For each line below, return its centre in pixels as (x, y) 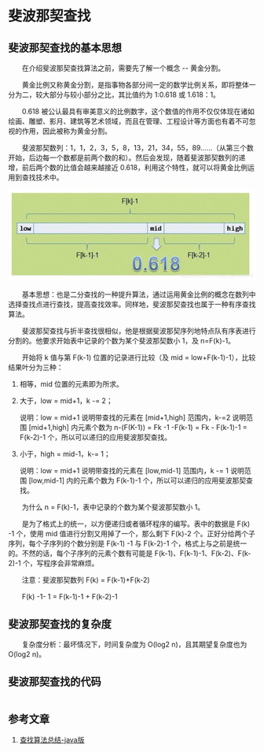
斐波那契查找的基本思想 (65, 48)
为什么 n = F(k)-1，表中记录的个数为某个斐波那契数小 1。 (113, 507)
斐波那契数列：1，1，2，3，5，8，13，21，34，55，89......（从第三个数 (137, 148)
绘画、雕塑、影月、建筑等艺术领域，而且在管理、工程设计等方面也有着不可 (128, 121)
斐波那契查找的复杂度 (60, 624)
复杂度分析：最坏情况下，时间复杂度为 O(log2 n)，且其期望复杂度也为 (134, 645)
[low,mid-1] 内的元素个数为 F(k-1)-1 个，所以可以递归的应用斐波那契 (137, 480)
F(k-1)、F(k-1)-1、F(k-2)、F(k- (203, 554)
